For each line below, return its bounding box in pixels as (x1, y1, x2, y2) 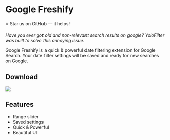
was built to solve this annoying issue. (5, 37, 85, 43)
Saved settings (12, 119, 44, 125)
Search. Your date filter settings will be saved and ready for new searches (5, 52, 159, 58)
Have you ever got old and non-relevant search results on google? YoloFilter (5, 32, 165, 38)
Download (5, 73, 38, 81)
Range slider (12, 113, 39, 119)
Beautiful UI (12, 129, 37, 135)
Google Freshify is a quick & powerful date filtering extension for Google (5, 47, 156, 53)
